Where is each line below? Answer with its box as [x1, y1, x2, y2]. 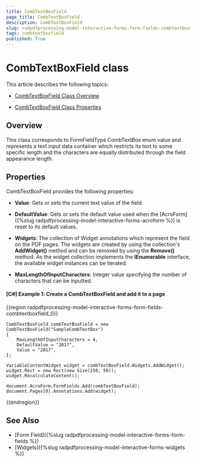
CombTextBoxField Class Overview [14, 92, 100, 99]
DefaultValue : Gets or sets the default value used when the [14, 210, 159, 218]
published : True [6, 36, 46, 42]
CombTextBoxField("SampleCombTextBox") [6, 326, 104, 333]
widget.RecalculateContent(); [6, 373, 80, 378]
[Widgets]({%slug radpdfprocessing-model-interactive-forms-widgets [14, 444, 185, 451]
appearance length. [6, 155, 53, 162]
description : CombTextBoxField [6, 19, 83, 25]
